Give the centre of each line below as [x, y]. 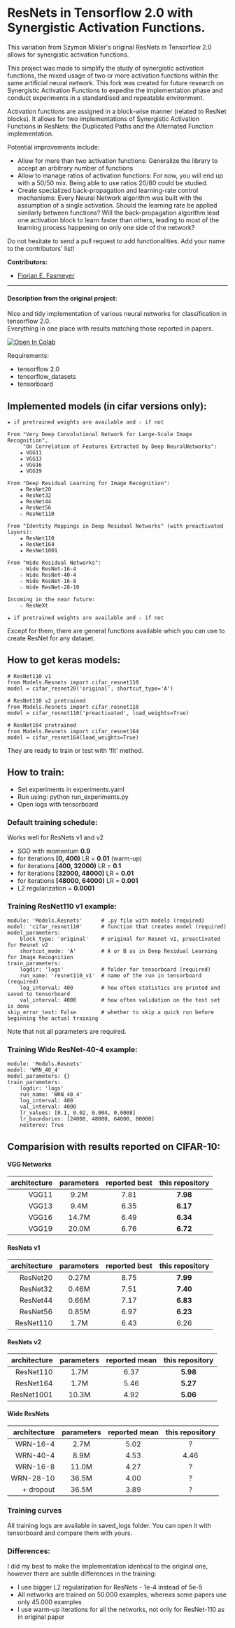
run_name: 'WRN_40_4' [51, 1095]
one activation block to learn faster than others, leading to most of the [118, 220]
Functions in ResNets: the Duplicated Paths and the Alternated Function [110, 126]
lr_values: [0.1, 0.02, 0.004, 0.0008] [78, 1113]
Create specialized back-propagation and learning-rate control [108, 190]
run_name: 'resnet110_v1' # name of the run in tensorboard [111, 976]
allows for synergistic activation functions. [68, 55]
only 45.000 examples [49, 1602]
